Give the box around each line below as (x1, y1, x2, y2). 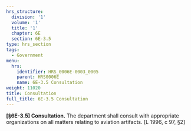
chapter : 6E (11, 31, 41, 36)
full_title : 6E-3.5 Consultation (6, 96, 88, 102)
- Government (11, 52, 44, 58)
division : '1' (11, 14, 46, 20)
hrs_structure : (6, 8, 44, 15)
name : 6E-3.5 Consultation (17, 80, 83, 86)
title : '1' (11, 25, 38, 31)
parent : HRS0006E (17, 74, 60, 80)
